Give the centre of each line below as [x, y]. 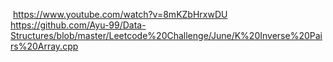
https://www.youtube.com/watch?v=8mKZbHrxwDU [120, 14]
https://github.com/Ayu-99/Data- [78, 25]
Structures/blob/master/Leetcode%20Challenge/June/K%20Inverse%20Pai [166, 35]
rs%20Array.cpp [44, 46]
